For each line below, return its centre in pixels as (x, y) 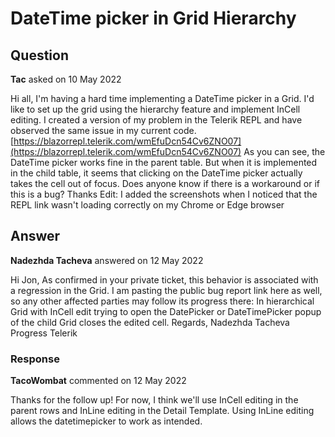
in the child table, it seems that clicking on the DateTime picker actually (156, 173)
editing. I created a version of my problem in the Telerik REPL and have (156, 120)
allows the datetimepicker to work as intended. (106, 421)
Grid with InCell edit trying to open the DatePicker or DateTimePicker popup (166, 311)
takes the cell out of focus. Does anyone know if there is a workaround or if (165, 183)
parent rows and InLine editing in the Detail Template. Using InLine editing (162, 411)
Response (35, 359)
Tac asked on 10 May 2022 (66, 79)
